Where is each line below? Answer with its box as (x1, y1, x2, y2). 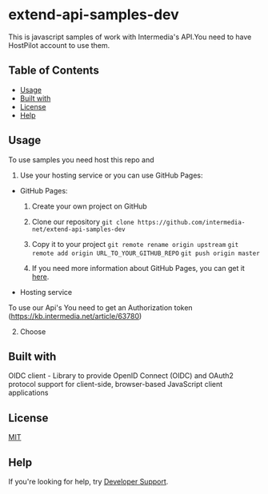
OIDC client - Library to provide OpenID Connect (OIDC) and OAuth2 (8, 371, 234, 380)
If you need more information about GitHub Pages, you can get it (31, 263, 246, 273)
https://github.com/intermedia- (137, 218, 246, 226)
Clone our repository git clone (31, 217, 134, 226)
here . (31, 272, 50, 281)
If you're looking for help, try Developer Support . (8, 477, 169, 486)
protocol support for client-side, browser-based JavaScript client (8, 380, 223, 389)
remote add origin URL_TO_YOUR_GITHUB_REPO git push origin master (31, 249, 260, 257)
